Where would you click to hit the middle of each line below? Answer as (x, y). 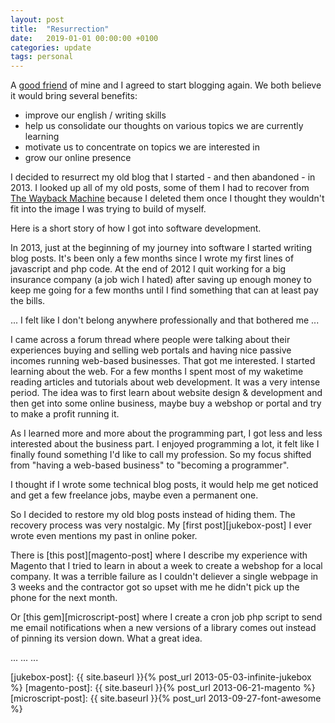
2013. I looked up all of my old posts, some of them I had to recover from (160, 188)
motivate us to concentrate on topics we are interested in (142, 147)
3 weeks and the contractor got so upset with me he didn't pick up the (155, 587)
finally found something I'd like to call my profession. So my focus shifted (161, 455)
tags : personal (42, 57)
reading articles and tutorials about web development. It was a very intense (165, 382)
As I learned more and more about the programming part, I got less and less (166, 433)
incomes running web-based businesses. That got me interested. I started (163, 361)
